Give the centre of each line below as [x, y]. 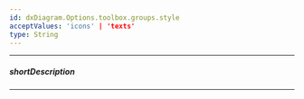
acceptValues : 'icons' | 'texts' [72, 26]
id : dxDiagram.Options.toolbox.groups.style [95, 18]
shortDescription [42, 71]
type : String [34, 34]
